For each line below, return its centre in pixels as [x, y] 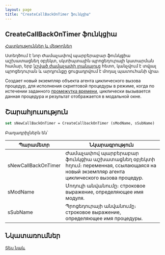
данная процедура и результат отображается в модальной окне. [73, 96]
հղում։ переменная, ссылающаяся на [111, 165]
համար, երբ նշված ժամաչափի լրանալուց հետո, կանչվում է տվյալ [81, 66]
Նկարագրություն [111, 145]
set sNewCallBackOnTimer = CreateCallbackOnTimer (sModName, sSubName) [80, 124]
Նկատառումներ [33, 236]
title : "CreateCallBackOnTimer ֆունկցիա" [48, 14]
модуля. [75, 198]
